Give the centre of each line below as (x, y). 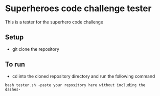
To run (15, 65)
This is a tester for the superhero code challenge (54, 22)
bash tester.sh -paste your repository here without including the (75, 85)
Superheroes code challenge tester (78, 9)
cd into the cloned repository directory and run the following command (83, 76)
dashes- (13, 89)
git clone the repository (36, 49)
